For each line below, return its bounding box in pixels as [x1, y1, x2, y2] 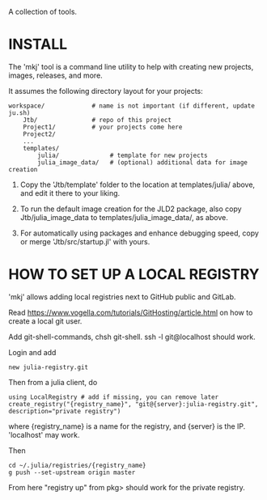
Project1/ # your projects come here [23, 123, 183, 131]
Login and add [8, 347, 57, 357]
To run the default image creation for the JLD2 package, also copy [19, 204, 242, 214]
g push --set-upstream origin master [8, 468, 136, 477]
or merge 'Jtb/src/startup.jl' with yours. [19, 236, 150, 246]
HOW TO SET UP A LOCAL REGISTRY [8, 265, 261, 284]
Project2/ [23, 129, 57, 138]
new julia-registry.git [8, 363, 89, 371]
